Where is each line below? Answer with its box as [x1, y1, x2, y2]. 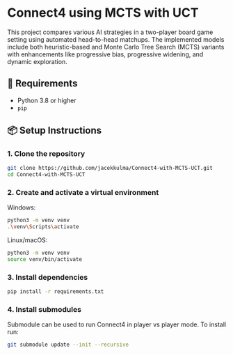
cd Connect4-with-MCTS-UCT [7, 171, 86, 178]
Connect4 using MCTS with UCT [7, 5, 199, 21]
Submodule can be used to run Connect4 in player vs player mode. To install [7, 320, 227, 329]
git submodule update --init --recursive [7, 341, 129, 349]
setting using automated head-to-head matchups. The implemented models [7, 35, 225, 43]
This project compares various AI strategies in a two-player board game [7, 28, 214, 36]
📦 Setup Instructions [7, 125, 102, 136]
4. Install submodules [7, 305, 82, 315]
